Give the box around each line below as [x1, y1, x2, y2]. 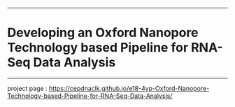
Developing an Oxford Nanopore [7, 25, 199, 41]
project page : [7, 84, 48, 92]
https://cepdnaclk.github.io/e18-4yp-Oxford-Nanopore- [48, 84, 210, 92]
